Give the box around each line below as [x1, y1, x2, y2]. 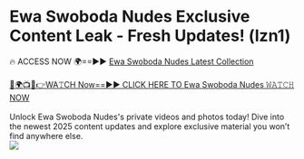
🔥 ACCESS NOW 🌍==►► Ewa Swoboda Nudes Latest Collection [9, 56, 254, 67]
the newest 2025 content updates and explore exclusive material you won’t [9, 120, 290, 132]
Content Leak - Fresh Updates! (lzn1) [9, 25, 291, 46]
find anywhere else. [9, 130, 83, 141]
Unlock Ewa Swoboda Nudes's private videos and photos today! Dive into [9, 111, 285, 122]
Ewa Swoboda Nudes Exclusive [9, 6, 250, 27]
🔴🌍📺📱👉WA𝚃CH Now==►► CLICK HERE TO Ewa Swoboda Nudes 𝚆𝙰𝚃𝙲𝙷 [9, 79, 295, 89]
